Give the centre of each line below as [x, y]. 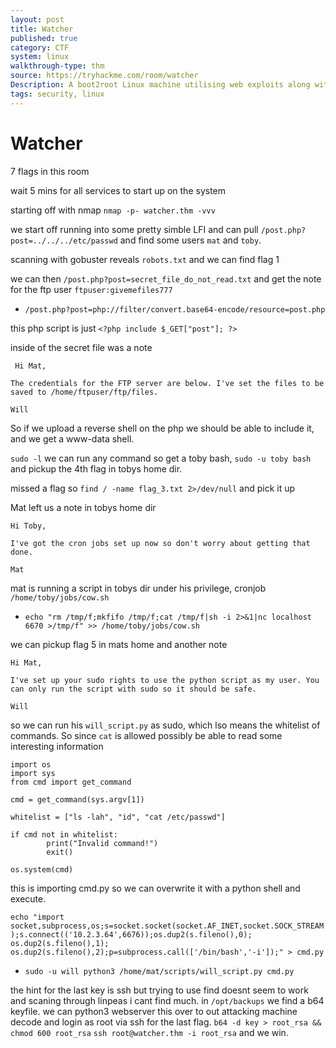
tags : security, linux [57, 94]
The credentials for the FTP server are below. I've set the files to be [167, 383]
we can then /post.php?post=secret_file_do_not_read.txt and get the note [166, 278]
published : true [44, 38]
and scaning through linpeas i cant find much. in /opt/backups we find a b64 [167, 1000]
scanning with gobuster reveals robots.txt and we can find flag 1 [145, 259]
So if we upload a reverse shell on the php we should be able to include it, [162, 428]
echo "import [37, 917]
